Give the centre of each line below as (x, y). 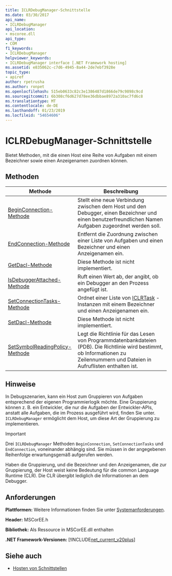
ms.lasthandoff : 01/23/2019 (35, 111)
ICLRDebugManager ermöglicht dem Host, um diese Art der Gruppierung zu (82, 418)
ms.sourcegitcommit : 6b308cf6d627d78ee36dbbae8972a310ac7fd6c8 (74, 96)
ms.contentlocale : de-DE (32, 106)
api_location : (20, 29)
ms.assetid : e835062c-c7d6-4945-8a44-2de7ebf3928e (60, 67)
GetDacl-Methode (30, 265)
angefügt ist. (93, 289)
